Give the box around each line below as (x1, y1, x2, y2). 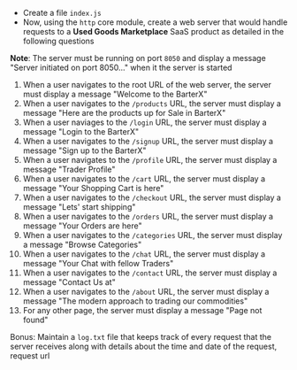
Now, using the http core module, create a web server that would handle (22, 17, 288, 27)
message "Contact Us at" (22, 277, 116, 287)
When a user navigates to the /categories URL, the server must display (22, 230, 283, 240)
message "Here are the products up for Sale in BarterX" (22, 108, 226, 118)
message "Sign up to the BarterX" (22, 145, 147, 156)
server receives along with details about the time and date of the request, (10, 341, 278, 351)
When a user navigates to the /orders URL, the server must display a (22, 212, 273, 221)
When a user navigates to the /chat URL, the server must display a (22, 249, 266, 259)
